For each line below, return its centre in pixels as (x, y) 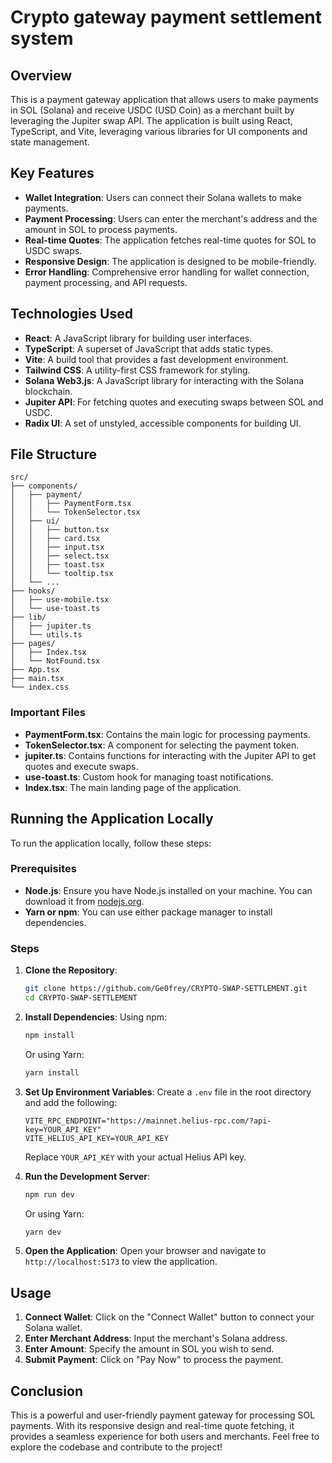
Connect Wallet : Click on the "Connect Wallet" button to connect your (169, 1317)
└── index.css (40, 687)
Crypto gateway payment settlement (166, 17)
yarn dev (43, 1232)
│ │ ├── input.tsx (57, 547)
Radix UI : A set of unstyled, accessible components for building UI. (163, 423)
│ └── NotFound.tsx (55, 661)
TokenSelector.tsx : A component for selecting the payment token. (162, 745)
